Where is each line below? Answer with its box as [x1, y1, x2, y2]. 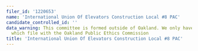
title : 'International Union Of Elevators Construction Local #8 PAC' [6, 36, 183, 42]
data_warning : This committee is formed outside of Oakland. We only [6, 25, 181, 31]
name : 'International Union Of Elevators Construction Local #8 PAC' [6, 14, 181, 20]
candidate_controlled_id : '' [6, 19, 78, 25]
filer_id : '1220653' [6, 8, 57, 15]
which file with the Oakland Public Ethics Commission [11, 30, 149, 36]
